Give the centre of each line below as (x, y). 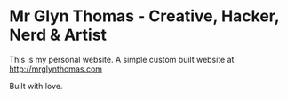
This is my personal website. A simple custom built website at (122, 59)
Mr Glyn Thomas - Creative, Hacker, (144, 16)
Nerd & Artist (58, 35)
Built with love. (36, 86)
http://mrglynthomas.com (56, 69)
